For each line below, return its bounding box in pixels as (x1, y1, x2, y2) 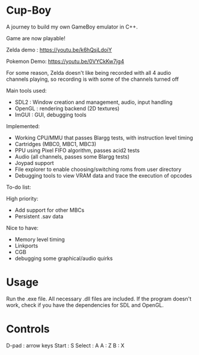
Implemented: (6, 122, 40, 129)
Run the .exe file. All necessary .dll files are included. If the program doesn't (6, 295, 192, 302)
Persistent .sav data (14, 213, 64, 220)
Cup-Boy (6, 4, 52, 17)
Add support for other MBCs (14, 206, 85, 214)
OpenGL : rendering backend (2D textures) (14, 104, 120, 112)
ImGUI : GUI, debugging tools (14, 111, 87, 118)
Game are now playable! (6, 34, 65, 42)
